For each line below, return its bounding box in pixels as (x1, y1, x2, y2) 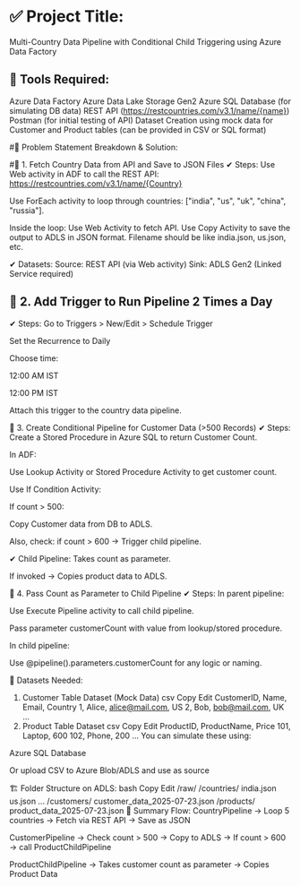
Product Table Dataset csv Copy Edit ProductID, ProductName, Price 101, (21, 720, 291, 731)
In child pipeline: (9, 640, 70, 650)
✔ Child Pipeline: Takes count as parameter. (9, 553, 172, 563)
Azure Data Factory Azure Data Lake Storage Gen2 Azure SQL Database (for (9, 96, 292, 107)
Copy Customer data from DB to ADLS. (9, 518, 153, 529)
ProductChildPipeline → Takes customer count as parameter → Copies (9, 858, 270, 870)
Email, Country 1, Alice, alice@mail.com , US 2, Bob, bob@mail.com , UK (21, 701, 285, 712)
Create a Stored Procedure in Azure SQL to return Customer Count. (9, 432, 258, 443)
